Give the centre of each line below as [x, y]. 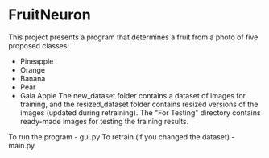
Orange [33, 69]
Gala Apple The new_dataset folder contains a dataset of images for [133, 95]
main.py [21, 145]
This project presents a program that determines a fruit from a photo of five [133, 37]
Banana [33, 78]
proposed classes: [39, 45]
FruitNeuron [50, 15]
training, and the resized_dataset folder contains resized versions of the [139, 104]
